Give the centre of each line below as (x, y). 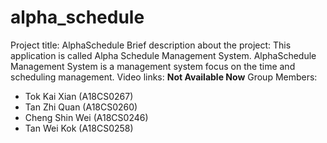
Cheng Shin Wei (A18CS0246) (86, 117)
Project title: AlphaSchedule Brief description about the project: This (151, 45)
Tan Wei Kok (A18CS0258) (79, 128)
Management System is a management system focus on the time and (153, 66)
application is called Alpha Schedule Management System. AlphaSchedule (163, 55)
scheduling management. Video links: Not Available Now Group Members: (164, 77)
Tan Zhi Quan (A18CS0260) (81, 107)
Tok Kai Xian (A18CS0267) (79, 96)
